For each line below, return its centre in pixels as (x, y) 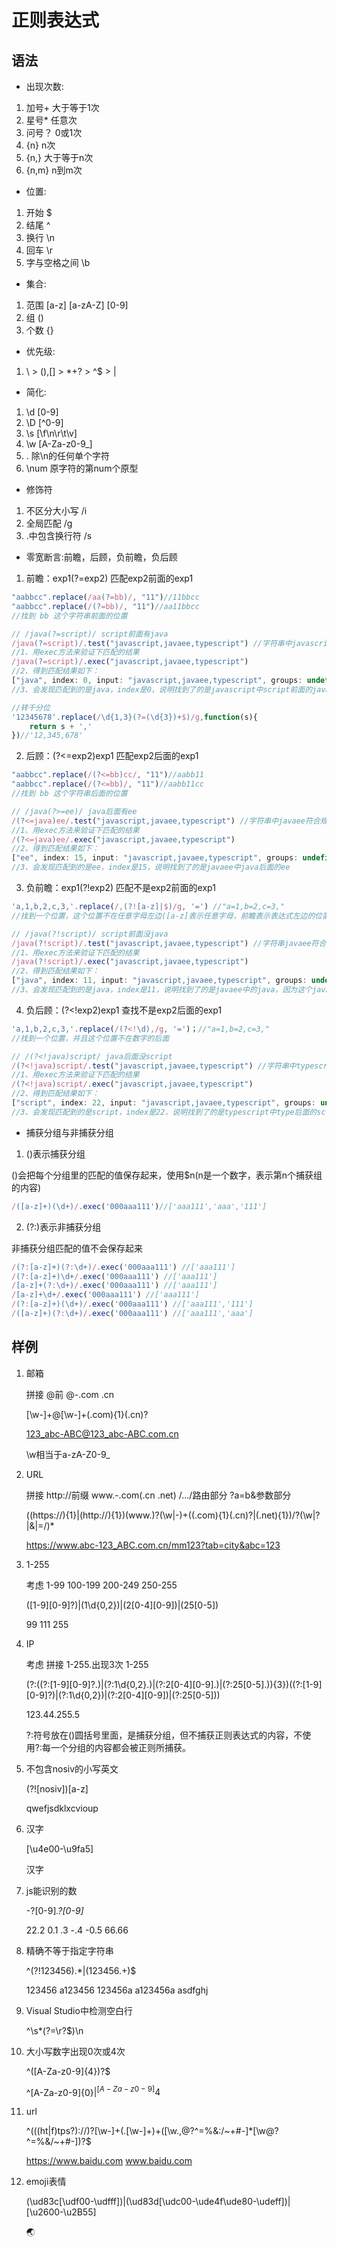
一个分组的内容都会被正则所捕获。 (120, 1747)
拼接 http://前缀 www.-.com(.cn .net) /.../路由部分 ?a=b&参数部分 (158, 1495)
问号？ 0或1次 (54, 132)
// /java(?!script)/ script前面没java (90, 934)
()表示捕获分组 (55, 1153)
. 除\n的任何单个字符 (68, 455)
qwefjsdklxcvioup (62, 1808)
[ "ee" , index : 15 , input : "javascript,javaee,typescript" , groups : (155, 858)
